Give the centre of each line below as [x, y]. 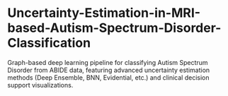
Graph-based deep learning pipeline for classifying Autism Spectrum [108, 62]
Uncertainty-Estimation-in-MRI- [104, 13]
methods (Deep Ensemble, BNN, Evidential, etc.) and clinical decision [108, 77]
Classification [49, 43]
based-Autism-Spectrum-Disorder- [114, 28]
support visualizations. [40, 85]
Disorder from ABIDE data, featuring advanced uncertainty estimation [109, 70]
